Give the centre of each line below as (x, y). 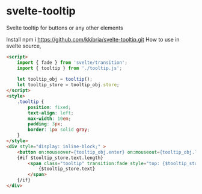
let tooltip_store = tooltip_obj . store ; (68, 85)
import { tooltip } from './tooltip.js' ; (69, 68)
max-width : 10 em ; (49, 119)
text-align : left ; (51, 113)
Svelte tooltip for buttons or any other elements (65, 28)
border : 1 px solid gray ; (59, 130)
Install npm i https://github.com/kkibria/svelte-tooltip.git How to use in (93, 39)
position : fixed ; (49, 107)
